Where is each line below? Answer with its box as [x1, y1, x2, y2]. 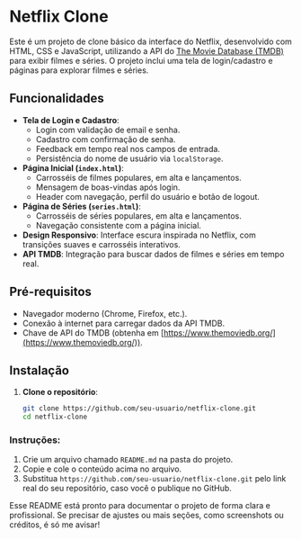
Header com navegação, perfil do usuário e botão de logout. [35, 191, 261, 202]
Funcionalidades [9, 91, 105, 106]
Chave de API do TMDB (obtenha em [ [22, 327, 164, 338]
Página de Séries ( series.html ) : [22, 201, 142, 211]
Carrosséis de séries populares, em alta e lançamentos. [35, 210, 243, 221]
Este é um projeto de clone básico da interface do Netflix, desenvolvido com [9, 36, 292, 47]
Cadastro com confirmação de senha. [35, 133, 176, 145]
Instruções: [9, 434, 61, 446]
